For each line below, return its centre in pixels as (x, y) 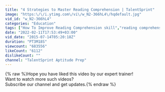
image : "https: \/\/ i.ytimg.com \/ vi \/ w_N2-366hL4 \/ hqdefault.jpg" (73, 14)
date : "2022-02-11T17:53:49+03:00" (41, 32)
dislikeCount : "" (23, 55)
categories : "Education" (30, 23)
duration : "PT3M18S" (26, 42)
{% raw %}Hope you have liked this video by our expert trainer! (69, 74)
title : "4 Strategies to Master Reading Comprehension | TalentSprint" (80, 10)
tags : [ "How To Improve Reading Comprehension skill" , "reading (71, 28)
